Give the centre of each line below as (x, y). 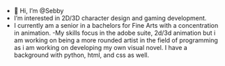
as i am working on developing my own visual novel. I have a (101, 48)
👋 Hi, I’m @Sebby (39, 11)
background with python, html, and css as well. (82, 55)
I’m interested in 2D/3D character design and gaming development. (110, 18)
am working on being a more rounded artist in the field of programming (116, 40)
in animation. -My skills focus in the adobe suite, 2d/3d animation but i (115, 33)
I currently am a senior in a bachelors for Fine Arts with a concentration (116, 25)
